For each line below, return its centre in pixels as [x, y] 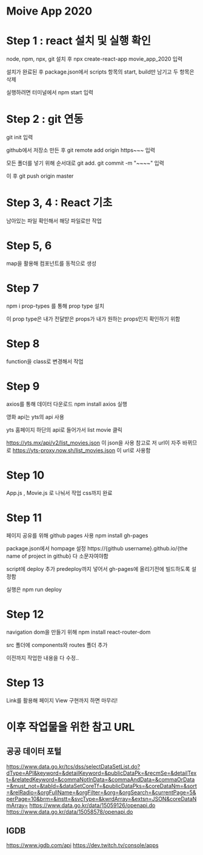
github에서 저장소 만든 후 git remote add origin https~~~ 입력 [81, 150]
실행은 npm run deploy [34, 589]
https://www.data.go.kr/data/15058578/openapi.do [70, 812]
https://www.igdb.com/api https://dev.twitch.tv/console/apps [82, 845]
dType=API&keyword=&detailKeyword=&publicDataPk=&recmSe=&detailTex [101, 773]
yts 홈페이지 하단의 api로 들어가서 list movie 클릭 [65, 429]
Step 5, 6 [29, 246]
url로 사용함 [137, 450]
